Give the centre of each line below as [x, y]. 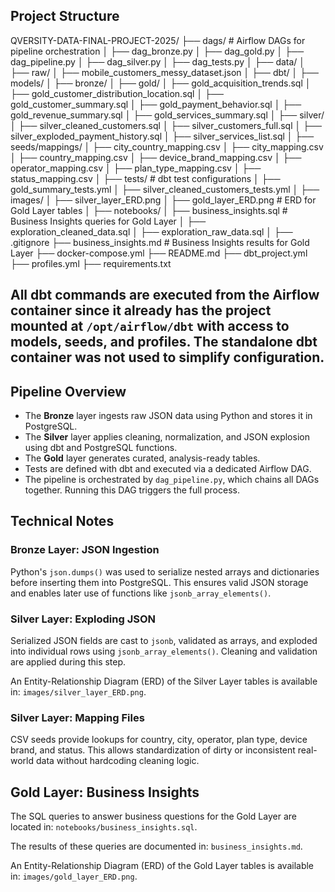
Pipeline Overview [68, 391]
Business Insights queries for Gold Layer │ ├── [108, 221]
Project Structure [65, 16]
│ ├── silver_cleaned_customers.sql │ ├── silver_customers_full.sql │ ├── [166, 125]
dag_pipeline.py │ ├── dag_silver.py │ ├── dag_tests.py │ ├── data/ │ [158, 61]
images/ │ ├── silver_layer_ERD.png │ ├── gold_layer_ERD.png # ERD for [163, 200]
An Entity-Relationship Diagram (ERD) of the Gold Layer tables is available [162, 866]
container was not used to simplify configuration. [167, 357]
